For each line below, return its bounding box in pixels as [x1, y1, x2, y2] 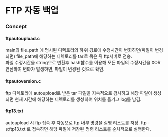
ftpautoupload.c [5, 35, 40, 41]
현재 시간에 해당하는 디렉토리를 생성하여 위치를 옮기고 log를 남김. [14, 96, 142, 102]
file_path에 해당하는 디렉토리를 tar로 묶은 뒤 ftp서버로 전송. [16, 53, 132, 59]
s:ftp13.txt [5, 126, 26, 132]
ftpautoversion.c [5, 78, 41, 84]
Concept [5, 23, 27, 30]
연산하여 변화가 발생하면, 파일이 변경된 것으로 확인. [5, 66, 105, 72]
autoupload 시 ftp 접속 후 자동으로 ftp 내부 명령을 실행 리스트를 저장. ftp [5, 119, 147, 126]
